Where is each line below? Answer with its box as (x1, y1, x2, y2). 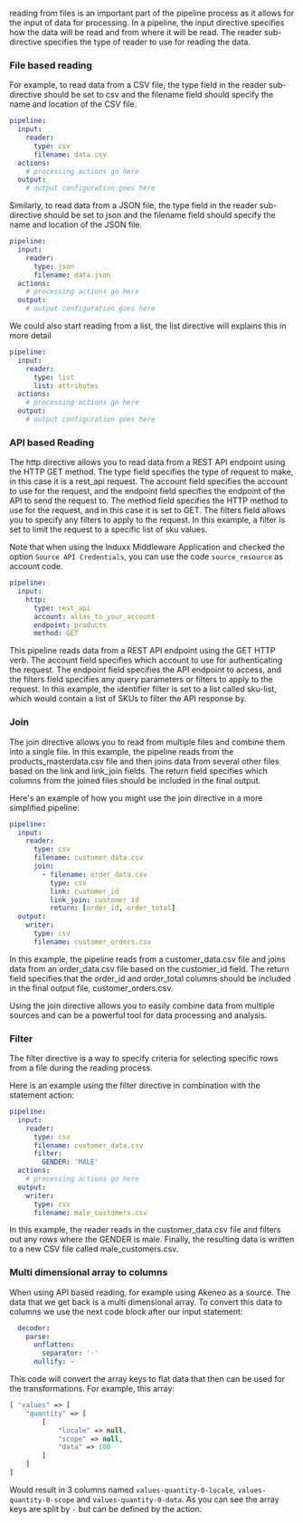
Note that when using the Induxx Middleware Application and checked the (9, 542, 285, 553)
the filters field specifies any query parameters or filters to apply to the (9, 674, 273, 685)
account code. (9, 561, 63, 572)
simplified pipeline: (9, 802, 80, 813)
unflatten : (33, 1340, 75, 1349)
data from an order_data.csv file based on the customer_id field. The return (9, 963, 289, 974)
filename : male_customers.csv (33, 1208, 147, 1217)
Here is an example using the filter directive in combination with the (9, 1080, 260, 1091)
